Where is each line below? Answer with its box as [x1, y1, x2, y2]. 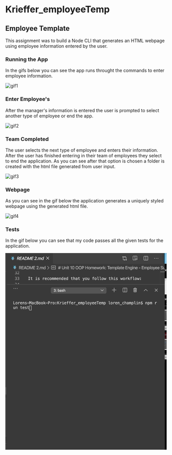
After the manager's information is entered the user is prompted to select [5, 107, 160, 113]
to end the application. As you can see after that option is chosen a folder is [5, 158, 165, 164]
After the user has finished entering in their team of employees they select [5, 152, 162, 158]
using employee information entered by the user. [5, 43, 108, 49]
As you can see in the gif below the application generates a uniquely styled [5, 198, 164, 204]
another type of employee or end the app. [5, 113, 94, 119]
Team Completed [5, 135, 49, 142]
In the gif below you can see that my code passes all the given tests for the [5, 237, 164, 244]
